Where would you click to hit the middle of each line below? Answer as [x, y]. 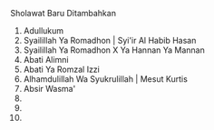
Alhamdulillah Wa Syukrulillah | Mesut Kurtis [106, 79]
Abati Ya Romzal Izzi [62, 69]
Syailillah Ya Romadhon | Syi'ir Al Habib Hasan [110, 40]
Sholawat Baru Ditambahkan [63, 13]
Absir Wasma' [49, 89]
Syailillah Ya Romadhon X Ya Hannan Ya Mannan [114, 50]
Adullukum [44, 30]
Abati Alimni [46, 60]
